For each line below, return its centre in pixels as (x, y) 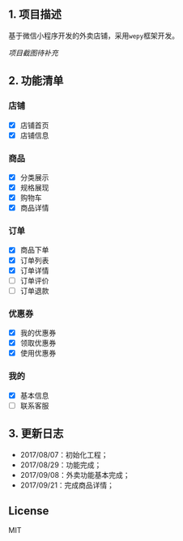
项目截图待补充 (33, 53)
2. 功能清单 (36, 81)
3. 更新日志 (36, 434)
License (29, 511)
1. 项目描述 (35, 15)
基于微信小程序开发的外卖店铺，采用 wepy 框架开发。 (94, 36)
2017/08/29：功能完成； (61, 465)
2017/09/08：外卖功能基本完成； (75, 475)
